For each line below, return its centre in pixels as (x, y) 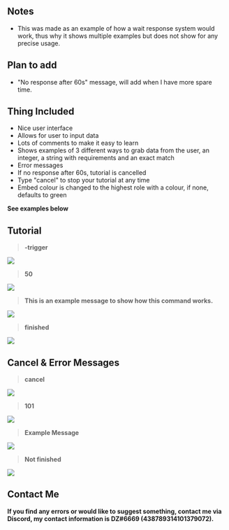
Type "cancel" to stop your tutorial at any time (83, 180)
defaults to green (42, 195)
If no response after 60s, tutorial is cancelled (82, 173)
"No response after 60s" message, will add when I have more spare (114, 82)
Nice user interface (45, 128)
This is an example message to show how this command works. (119, 301)
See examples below (38, 208)
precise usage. (39, 43)
